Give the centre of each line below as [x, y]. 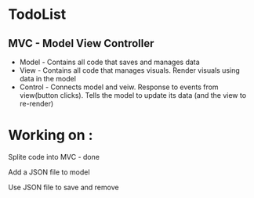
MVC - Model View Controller [81, 43]
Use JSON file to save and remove [63, 187]
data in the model [48, 79]
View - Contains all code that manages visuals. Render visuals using [130, 70]
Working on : [51, 135]
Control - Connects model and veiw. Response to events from [119, 87]
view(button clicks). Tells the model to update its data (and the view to [133, 95]
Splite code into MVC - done [54, 157]
